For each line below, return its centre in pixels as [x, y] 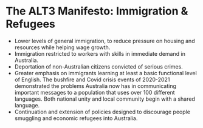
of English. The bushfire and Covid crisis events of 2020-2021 [92, 79]
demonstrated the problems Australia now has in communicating [95, 86]
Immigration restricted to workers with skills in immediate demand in [100, 53]
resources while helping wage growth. [62, 47]
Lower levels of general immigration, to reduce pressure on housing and [105, 41]
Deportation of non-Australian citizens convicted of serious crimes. [98, 66]
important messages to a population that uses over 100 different [95, 92]
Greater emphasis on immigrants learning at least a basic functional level [105, 73]
